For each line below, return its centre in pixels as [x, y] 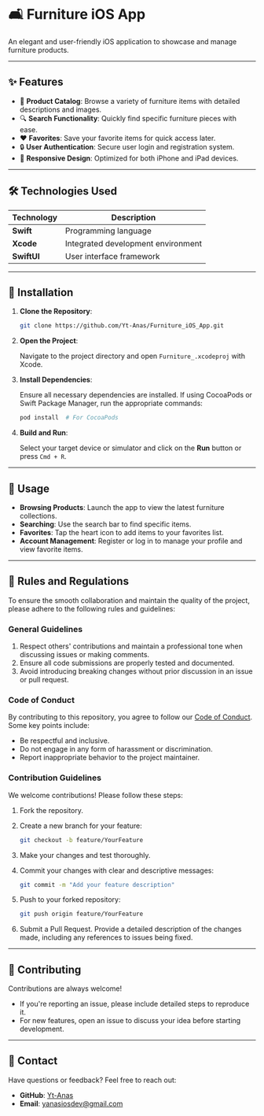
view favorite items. [51, 549]
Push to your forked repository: [70, 900]
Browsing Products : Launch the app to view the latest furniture [122, 507]
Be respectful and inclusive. [64, 741]
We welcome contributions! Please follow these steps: [95, 795]
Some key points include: [49, 726]
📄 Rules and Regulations [69, 581]
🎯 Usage [29, 488]
